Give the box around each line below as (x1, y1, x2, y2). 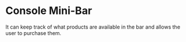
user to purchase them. (5, 29, 62, 36)
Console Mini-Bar (5, 4, 93, 17)
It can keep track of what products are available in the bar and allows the (5, 23, 181, 30)
